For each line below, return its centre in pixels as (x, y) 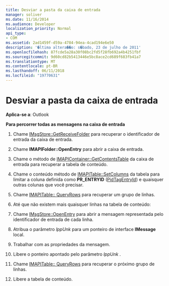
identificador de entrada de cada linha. (53, 219)
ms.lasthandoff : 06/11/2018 (35, 71)
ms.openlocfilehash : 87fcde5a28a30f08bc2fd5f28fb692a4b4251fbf (73, 52)
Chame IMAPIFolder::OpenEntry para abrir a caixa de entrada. (78, 149)
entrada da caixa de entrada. (43, 139)
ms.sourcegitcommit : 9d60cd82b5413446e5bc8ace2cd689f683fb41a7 (73, 57)
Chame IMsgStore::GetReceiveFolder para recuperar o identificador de (86, 134)
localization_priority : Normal (38, 29)
